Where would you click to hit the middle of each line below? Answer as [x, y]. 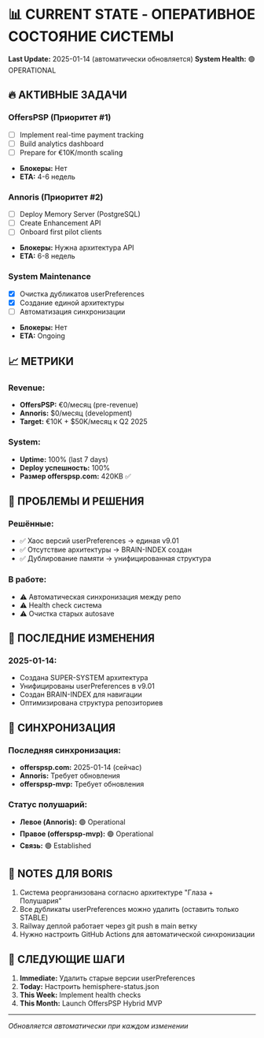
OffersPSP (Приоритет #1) [60, 117]
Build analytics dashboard [62, 143]
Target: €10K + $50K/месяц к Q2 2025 [83, 422]
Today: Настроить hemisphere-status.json [89, 987]
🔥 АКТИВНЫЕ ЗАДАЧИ [68, 95]
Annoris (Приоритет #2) [56, 197]
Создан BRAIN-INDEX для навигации [81, 694]
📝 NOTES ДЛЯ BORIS [60, 874]
